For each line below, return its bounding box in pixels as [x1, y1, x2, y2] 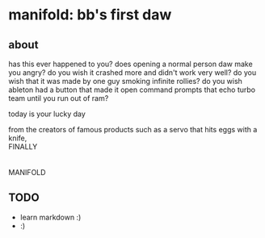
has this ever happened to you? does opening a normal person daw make [8, 59, 253, 69]
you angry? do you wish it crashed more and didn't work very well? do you [8, 68, 257, 77]
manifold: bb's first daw [8, 6, 172, 24]
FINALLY [8, 142, 38, 151]
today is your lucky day [8, 109, 86, 119]
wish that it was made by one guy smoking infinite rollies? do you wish [8, 77, 242, 86]
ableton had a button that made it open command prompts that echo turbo [8, 85, 256, 94]
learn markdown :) [19, 212, 82, 222]
